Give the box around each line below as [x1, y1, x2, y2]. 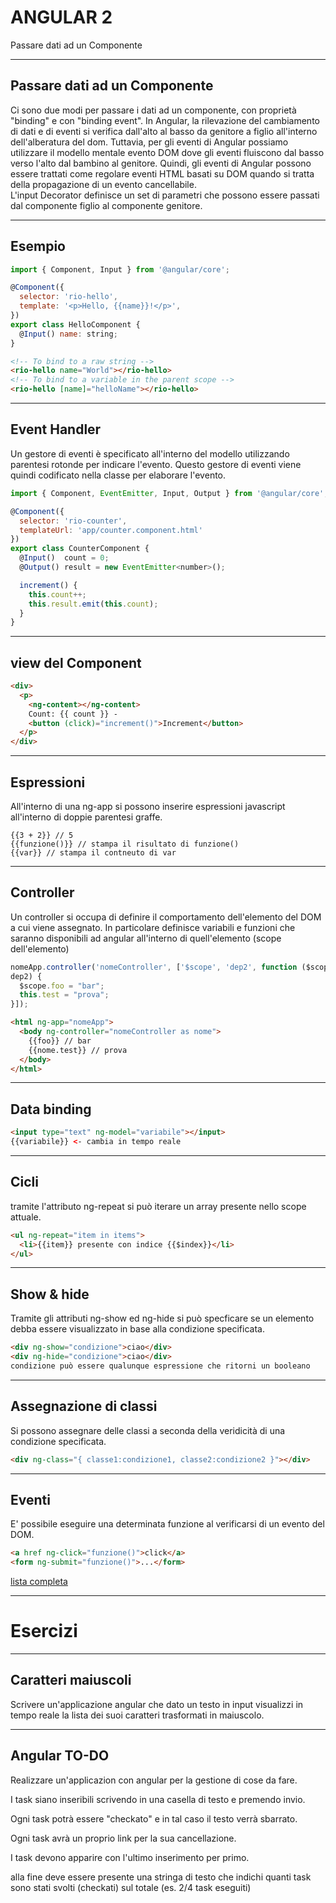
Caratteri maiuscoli [10, 1672, 132, 1689]
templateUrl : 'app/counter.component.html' [19, 525, 203, 535]
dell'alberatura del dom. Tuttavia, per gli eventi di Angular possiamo [10, 136, 289, 148]
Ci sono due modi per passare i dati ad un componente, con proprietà [10, 104, 297, 116]
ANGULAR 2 [10, 6, 113, 29]
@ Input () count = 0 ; [19, 553, 110, 563]
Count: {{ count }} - [28, 709, 118, 719]
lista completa [10, 1576, 68, 1588]
